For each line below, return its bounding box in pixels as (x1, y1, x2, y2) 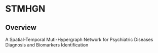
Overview (5, 23, 37, 32)
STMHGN (5, 3, 46, 15)
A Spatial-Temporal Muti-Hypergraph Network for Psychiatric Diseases (5, 36, 153, 42)
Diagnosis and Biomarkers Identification (5, 42, 89, 48)
